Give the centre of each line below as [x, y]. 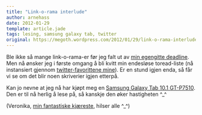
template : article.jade [36, 29]
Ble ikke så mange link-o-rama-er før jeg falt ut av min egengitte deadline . [98, 57]
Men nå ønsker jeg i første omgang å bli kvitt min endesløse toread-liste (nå [100, 63]
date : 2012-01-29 [28, 23]
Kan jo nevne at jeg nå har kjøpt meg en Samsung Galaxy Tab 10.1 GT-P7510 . [101, 88]
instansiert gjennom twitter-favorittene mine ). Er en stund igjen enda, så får [99, 70]
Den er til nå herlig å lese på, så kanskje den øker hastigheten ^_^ [87, 94]
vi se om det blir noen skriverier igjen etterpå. [63, 76]
